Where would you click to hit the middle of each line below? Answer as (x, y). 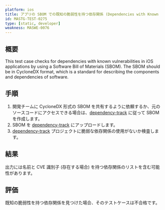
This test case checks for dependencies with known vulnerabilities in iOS (79, 61)
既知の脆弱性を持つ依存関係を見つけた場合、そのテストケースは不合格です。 (82, 203)
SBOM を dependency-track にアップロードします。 (65, 125)
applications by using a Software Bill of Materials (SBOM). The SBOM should (82, 66)
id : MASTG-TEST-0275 (26, 19)
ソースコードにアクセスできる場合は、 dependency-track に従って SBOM (86, 112)
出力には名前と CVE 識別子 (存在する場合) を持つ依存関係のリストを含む (78, 167)
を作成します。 (27, 119)
